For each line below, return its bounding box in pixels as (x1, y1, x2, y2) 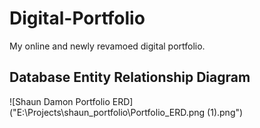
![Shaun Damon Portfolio (9, 95, 111, 107)
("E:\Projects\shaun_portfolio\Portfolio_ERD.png (9, 106, 206, 118)
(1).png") (207, 106, 244, 118)
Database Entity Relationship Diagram (9, 69, 251, 86)
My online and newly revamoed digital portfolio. (9, 40, 206, 52)
